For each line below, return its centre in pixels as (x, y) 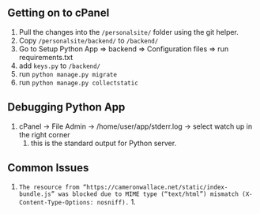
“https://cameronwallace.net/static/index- (155, 188)
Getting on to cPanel (58, 13)
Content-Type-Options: (56, 203)
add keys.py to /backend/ (60, 66)
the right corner (44, 134)
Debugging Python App (66, 107)
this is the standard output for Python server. (104, 143)
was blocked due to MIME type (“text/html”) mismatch (148, 194)
